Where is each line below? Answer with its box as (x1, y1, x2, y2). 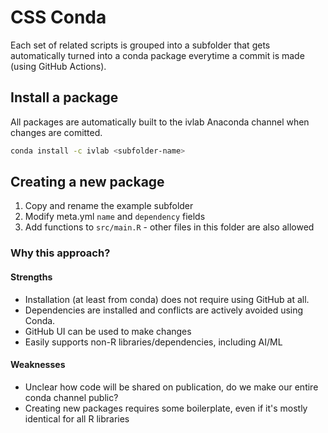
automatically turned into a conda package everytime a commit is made (10, 49, 305, 61)
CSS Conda (10, 6, 107, 29)
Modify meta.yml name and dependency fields (24, 211, 206, 223)
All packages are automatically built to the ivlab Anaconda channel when (10, 116, 310, 128)
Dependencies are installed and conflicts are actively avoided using (24, 304, 304, 316)
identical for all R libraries (24, 412, 130, 425)
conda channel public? (24, 391, 119, 403)
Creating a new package (10, 174, 165, 191)
